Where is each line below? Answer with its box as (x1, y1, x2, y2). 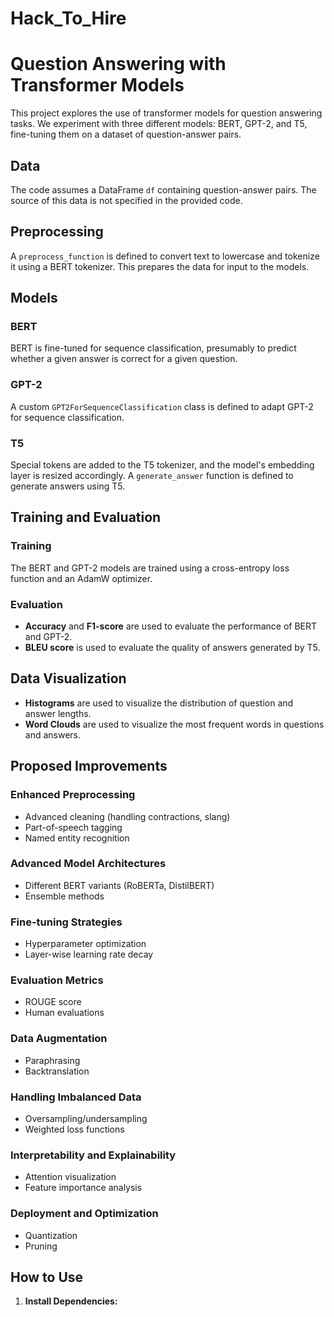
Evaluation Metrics (10, 973, 104, 987)
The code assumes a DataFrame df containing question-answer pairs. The (10, 183, 317, 196)
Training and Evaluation (10, 509, 162, 526)
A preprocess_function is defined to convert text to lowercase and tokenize (10, 250, 320, 262)
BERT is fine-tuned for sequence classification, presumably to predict (10, 342, 297, 354)
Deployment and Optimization (10, 1207, 159, 1221)
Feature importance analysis (24, 1182, 143, 1194)
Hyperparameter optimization (24, 938, 147, 950)
